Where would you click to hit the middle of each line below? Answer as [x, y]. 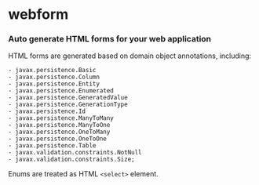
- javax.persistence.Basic [52, 71]
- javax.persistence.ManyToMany [61, 118]
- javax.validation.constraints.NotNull [75, 153]
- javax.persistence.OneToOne [58, 139]
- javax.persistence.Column [54, 77]
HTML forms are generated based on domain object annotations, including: [130, 56]
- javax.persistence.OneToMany [59, 132]
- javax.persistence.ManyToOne [59, 125]
